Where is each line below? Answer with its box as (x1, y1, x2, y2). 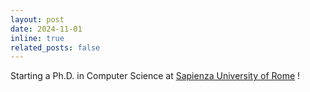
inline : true (10, 33, 65, 43)
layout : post (10, 14, 65, 25)
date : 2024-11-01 (10, 24, 83, 34)
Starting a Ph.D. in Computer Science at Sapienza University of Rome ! (10, 70, 301, 82)
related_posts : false (10, 42, 101, 53)
